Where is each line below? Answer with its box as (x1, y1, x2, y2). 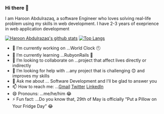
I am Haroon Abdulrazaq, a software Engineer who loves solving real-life (5, 16, 151, 22)
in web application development (5, 26, 70, 32)
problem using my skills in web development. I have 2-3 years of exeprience (5, 21, 159, 26)
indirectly (12, 63, 31, 68)
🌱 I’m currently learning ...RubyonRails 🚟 (12, 52, 93, 58)
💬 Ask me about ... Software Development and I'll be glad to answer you (12, 78, 157, 84)
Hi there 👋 (5, 4, 29, 11)
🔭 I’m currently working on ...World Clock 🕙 (12, 45, 101, 51)
